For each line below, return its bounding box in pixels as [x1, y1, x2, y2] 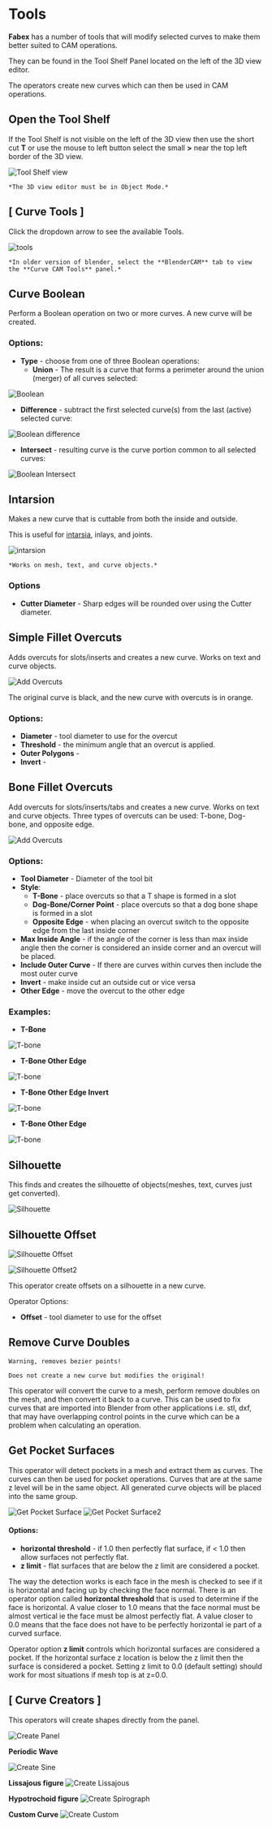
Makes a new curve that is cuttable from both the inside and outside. [8, 514, 238, 524]
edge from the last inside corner [32, 926, 140, 935]
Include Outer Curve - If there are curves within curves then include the [19, 960, 262, 970]
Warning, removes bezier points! [8, 1357, 122, 1365]
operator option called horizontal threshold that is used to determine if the [8, 1593, 259, 1604]
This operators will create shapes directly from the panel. [8, 1715, 200, 1725]
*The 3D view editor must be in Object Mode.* [8, 183, 169, 191]
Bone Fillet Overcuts [8, 780, 114, 794]
